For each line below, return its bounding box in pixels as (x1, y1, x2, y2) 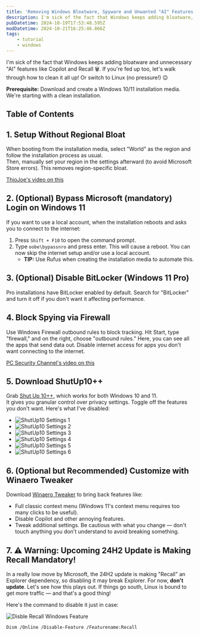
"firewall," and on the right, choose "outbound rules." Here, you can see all (6, 334, 190, 342)
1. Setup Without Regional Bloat (6, 129, 125, 139)
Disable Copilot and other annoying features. (14, 515, 125, 522)
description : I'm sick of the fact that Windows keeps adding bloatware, (6, 14, 194, 20)
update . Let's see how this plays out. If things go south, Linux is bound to (6, 583, 187, 590)
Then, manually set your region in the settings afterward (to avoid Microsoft (6, 158, 192, 165)
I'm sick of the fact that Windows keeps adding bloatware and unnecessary (6, 58, 192, 66)
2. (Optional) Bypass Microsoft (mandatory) (6, 193, 173, 203)
